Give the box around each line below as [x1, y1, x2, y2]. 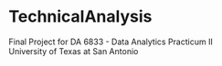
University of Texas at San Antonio [8, 45, 139, 56]
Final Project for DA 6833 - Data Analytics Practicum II [8, 36, 214, 47]
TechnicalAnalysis [8, 6, 153, 27]
